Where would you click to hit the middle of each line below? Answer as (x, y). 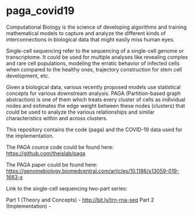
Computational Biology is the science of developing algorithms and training (96, 27)
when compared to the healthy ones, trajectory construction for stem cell (94, 69)
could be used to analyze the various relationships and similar (80, 112)
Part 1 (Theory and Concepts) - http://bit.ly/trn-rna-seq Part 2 (80, 200)
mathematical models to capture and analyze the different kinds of (86, 33)
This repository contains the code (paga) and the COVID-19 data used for (94, 129)
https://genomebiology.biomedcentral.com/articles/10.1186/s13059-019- (93, 170)
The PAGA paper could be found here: (52, 165)
